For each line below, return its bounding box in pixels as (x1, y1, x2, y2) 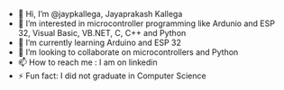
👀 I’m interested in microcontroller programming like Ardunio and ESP (17, 18, 275, 29)
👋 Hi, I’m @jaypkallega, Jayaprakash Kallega (17, 9, 183, 19)
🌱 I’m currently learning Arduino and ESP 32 (17, 37, 182, 48)
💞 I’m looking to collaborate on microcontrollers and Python (17, 47, 239, 58)
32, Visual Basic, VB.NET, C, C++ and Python (17, 28, 187, 38)
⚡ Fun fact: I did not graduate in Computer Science (17, 70, 206, 81)
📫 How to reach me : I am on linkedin (17, 57, 158, 67)
